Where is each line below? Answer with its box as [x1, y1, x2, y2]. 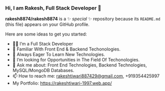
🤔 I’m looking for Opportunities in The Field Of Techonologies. [12, 57, 140, 63]
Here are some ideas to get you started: [5, 31, 87, 37]
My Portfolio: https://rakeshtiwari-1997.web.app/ [12, 80, 112, 86]
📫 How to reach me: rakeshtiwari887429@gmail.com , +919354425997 [12, 73, 160, 79]
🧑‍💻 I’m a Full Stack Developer [12, 41, 73, 47]
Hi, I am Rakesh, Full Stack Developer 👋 [5, 4, 101, 11]
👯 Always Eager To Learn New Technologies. [12, 51, 105, 57]
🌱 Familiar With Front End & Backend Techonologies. [12, 46, 121, 52]
